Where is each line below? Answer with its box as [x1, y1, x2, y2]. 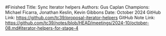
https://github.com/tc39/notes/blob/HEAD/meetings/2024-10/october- [5, 20, 150, 26]
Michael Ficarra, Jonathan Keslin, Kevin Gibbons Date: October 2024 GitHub [5, 9, 161, 15]
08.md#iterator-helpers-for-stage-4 [5, 25, 79, 31]
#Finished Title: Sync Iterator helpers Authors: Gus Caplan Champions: [5, 4, 150, 10]
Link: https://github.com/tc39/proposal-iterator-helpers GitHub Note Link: [5, 15, 155, 20]
